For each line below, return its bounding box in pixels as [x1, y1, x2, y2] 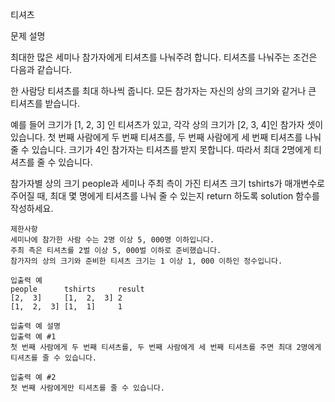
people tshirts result [10, 284, 145, 294]
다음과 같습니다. [10, 64, 73, 75]
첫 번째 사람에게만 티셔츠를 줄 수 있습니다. [10, 383, 166, 393]
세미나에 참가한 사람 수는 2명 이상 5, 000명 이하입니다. [10, 235, 215, 245]
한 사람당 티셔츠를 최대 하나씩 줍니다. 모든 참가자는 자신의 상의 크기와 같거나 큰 [10, 85, 317, 97]
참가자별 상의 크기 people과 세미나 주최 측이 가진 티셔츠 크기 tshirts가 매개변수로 [10, 178, 325, 189]
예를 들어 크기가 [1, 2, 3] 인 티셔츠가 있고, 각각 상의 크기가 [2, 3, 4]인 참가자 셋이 [10, 119, 324, 130]
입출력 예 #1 [10, 332, 57, 342]
